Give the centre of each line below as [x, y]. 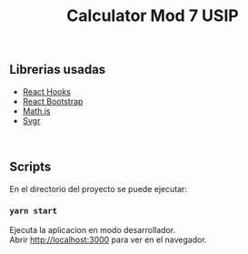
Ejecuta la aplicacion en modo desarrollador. [92, 229]
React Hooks [46, 91]
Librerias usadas [58, 70]
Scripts [30, 167]
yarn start [33, 211]
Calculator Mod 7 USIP [153, 16]
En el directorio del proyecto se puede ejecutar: [99, 188]
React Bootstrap [53, 101]
